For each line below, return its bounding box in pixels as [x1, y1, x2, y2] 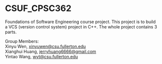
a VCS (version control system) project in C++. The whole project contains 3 [5, 24, 157, 29]
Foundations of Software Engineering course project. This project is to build [5, 19, 156, 25]
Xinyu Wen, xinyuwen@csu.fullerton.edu [5, 43, 86, 49]
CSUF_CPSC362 [5, 3, 72, 14]
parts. [5, 29, 17, 35]
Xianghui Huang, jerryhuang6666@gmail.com [5, 49, 97, 54]
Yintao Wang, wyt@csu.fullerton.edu [5, 53, 78, 59]
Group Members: [5, 38, 39, 44]
